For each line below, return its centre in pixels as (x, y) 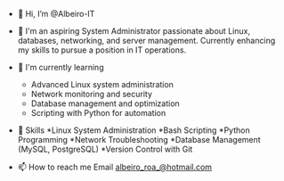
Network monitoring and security (92, 94)
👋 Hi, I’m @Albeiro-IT (56, 14)
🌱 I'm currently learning (61, 67)
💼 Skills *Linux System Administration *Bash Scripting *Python (134, 130)
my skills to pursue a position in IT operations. (102, 50)
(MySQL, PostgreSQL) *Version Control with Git (105, 149)
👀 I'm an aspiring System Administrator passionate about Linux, (134, 31)
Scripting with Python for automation (98, 113)
